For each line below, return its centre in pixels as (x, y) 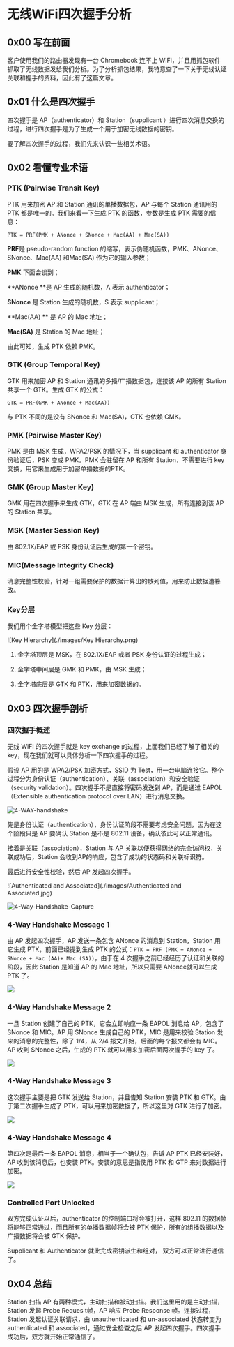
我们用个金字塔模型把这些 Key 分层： (60, 626)
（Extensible (25, 796)
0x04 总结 (30, 1284)
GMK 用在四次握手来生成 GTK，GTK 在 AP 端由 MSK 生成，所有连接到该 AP (116, 503)
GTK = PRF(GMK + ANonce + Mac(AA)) (59, 403)
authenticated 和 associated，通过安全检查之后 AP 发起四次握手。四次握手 (114, 1328)
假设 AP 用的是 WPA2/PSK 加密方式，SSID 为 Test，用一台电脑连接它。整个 (116, 770)
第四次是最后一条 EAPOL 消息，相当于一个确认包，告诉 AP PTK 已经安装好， (117, 1154)
